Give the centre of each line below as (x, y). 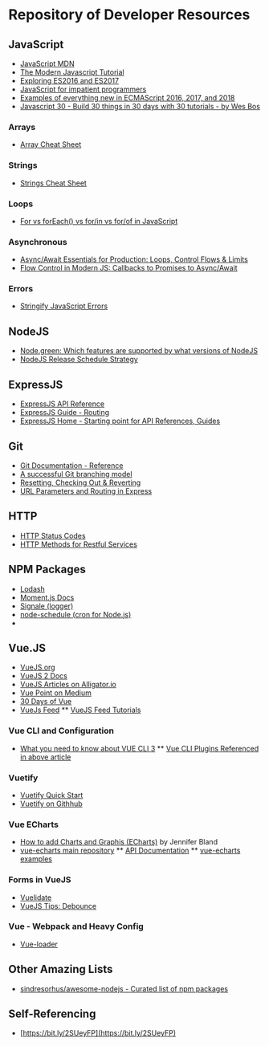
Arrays (22, 127)
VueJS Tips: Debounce (58, 906)
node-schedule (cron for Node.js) (75, 614)
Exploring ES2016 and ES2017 (69, 81)
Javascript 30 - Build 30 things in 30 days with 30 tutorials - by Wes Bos (140, 106)
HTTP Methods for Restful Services (79, 544)
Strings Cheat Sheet (53, 183)
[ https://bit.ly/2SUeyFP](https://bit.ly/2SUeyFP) (98, 1033)
